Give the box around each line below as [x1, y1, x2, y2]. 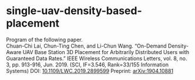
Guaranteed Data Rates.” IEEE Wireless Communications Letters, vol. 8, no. [6, 55, 187, 62]
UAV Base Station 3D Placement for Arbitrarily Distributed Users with [22, 48, 190, 55]
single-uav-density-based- [6, 4, 142, 18]
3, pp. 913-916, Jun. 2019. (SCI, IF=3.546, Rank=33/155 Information [6, 61, 169, 68]
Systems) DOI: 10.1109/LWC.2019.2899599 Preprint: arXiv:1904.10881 [6, 67, 174, 74]
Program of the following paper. [6, 36, 83, 43]
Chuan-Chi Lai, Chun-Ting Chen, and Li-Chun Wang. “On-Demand [6, 42, 167, 49]
